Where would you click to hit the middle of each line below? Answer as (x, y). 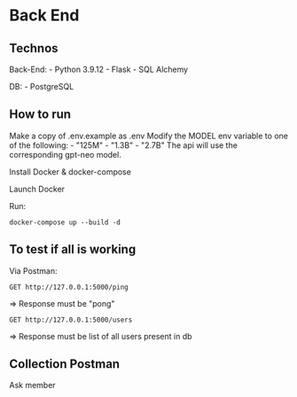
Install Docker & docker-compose (70, 171)
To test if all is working (73, 249)
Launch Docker (37, 189)
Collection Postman (65, 364)
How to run (40, 115)
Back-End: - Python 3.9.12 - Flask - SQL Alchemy (99, 69)
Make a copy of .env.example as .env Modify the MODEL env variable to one (148, 136)
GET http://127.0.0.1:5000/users (71, 320)
